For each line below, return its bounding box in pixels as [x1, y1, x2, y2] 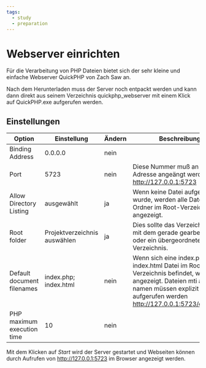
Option [13, 134, 35, 143]
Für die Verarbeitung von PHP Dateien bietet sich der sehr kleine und [6, 67, 180, 74]
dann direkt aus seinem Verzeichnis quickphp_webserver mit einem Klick [6, 92, 191, 99]
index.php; [45, 273, 75, 282]
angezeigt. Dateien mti [132, 277, 197, 285]
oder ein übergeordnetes [132, 236, 204, 245]
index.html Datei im [132, 261, 188, 270]
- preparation [12, 20, 48, 26]
